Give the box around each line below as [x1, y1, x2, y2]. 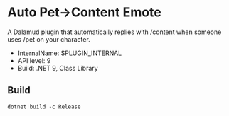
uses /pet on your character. [7, 35, 90, 43]
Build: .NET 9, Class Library [17, 64, 98, 72]
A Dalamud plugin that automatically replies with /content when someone [7, 28, 222, 36]
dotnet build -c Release [7, 103, 81, 110]
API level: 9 [17, 56, 51, 64]
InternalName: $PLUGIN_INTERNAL [17, 49, 122, 57]
